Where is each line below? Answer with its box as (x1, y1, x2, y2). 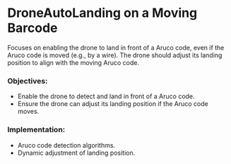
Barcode (7, 20, 58, 36)
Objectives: (7, 76, 48, 86)
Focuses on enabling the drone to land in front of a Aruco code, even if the (7, 43, 225, 52)
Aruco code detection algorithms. (17, 141, 115, 149)
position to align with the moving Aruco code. (7, 58, 140, 66)
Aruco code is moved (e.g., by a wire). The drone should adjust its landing (7, 51, 223, 59)
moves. (17, 107, 40, 116)
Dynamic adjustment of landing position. (17, 148, 136, 157)
